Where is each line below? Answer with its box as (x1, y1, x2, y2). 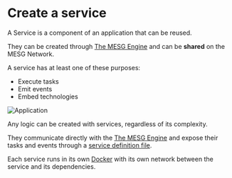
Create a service (7, 5, 107, 21)
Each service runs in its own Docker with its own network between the (7, 155, 213, 163)
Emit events (17, 84, 53, 93)
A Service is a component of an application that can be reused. (7, 28, 192, 37)
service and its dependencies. (7, 162, 96, 171)
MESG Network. (7, 50, 55, 58)
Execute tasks (17, 77, 59, 86)
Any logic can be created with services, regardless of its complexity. (7, 119, 208, 128)
